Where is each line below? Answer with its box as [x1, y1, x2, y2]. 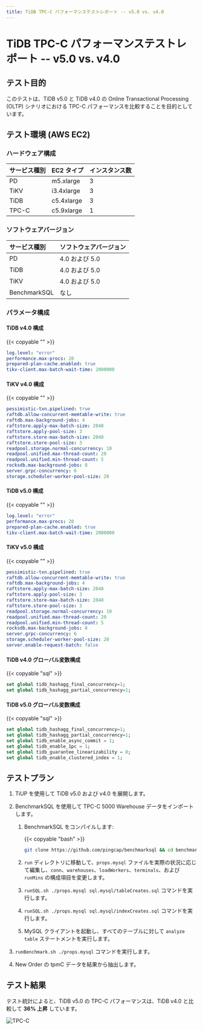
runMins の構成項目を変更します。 [24, 874, 108, 881]
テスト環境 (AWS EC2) [6, 129, 91, 140]
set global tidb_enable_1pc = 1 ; [6, 743, 91, 749]
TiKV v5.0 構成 [6, 544, 44, 551]
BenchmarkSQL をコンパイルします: [24, 823, 114, 830]
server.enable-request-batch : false [6, 642, 98, 648]
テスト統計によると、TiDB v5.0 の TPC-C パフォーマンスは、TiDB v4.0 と [6, 997, 188, 1005]
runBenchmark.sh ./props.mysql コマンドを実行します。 [14, 948, 153, 956]
